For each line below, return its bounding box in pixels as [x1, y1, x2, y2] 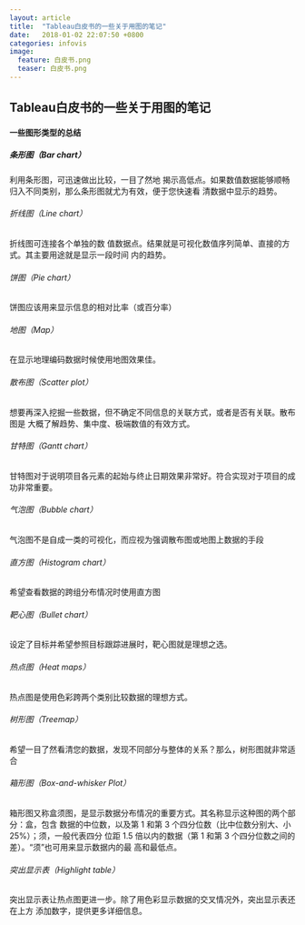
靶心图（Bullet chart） [9, 608, 93, 619]
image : [9, 47, 34, 56]
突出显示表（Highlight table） [9, 864, 120, 875]
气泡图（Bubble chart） [9, 504, 98, 515]
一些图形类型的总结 [9, 126, 82, 137]
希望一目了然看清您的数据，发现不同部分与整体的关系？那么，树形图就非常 [9, 743, 288, 755]
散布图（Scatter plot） [9, 377, 93, 387]
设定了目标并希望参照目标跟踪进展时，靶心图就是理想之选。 [9, 638, 232, 650]
